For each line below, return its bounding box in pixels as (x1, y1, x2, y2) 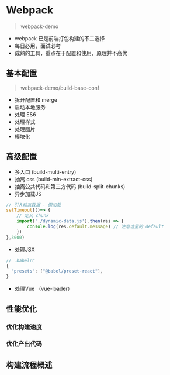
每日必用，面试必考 (14, 42, 61, 49)
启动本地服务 (14, 104, 46, 111)
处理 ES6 (14, 111, 36, 118)
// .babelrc (6, 257, 35, 263)
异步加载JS (14, 190, 42, 197)
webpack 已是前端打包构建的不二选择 (14, 35, 105, 42)
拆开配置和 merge (14, 96, 57, 103)
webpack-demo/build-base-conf (20, 84, 100, 91)
